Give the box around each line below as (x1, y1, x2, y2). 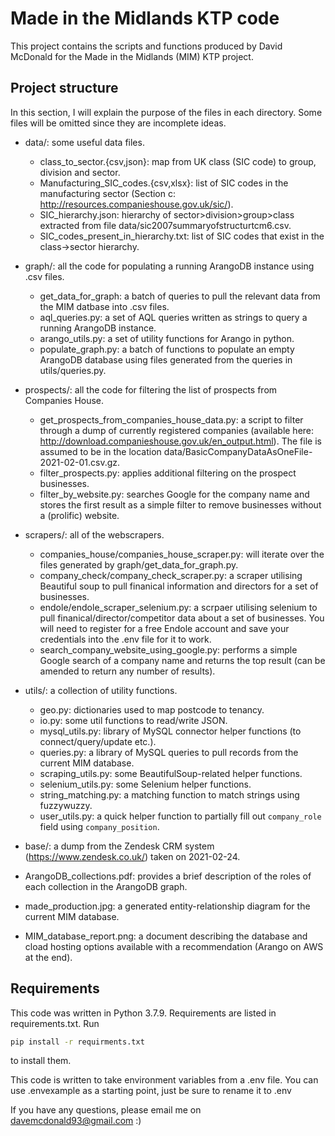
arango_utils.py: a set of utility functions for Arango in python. (39, 332, 295, 344)
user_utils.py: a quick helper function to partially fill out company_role (39, 810, 322, 822)
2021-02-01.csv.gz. (39, 456, 121, 468)
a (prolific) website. (39, 509, 120, 521)
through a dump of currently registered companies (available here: (39, 424, 315, 436)
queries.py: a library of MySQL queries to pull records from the (39, 746, 299, 758)
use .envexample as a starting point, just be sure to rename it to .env (10, 1085, 292, 1097)
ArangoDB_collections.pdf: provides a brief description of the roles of (24, 870, 312, 882)
